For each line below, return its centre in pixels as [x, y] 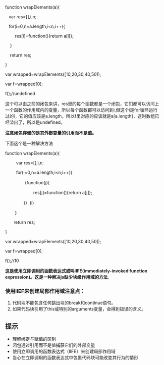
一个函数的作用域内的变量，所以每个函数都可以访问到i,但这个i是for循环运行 [81, 110]
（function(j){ [36, 182]
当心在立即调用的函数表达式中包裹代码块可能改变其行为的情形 [75, 358]
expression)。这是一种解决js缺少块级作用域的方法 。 [59, 277]
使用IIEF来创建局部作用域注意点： [45, 291]
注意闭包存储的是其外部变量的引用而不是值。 [51, 133]
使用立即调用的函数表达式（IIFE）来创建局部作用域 [64, 352]
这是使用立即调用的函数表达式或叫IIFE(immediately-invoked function [76, 271]
